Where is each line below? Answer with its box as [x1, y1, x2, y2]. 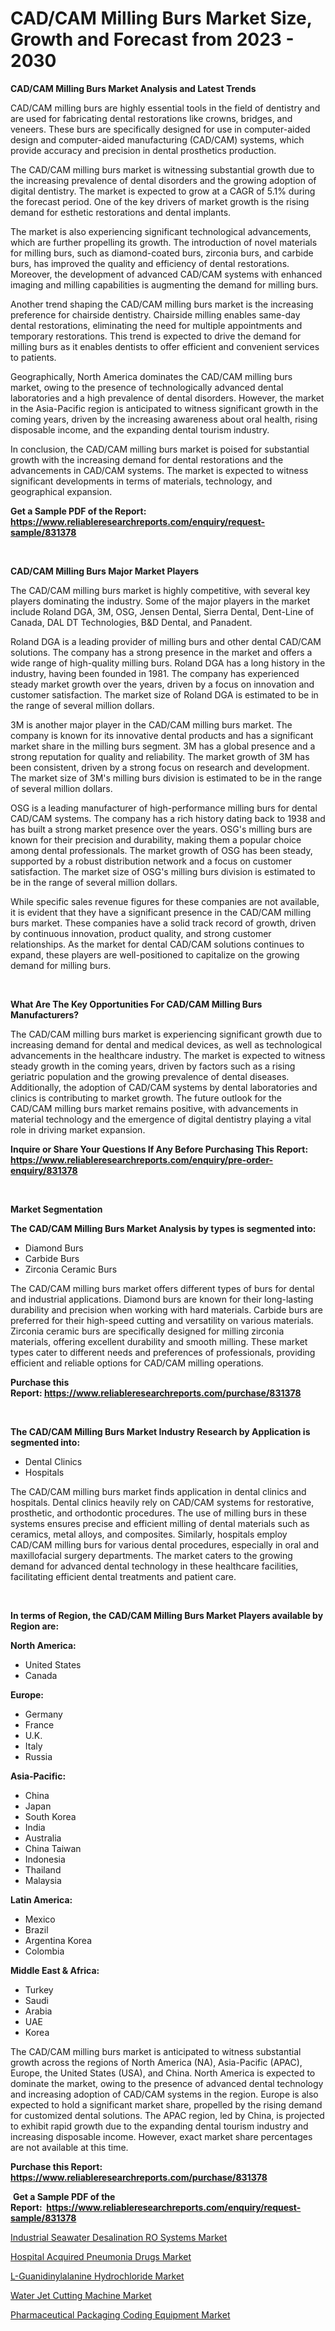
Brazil [24, 1923, 49, 1936]
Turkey [24, 1983, 54, 1996]
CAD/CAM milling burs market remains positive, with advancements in [10, 1102, 299, 1114]
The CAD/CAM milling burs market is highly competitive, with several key [10, 584, 311, 596]
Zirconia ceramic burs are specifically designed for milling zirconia [10, 1325, 285, 1337]
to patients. [10, 351, 57, 363]
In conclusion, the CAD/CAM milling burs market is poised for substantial [10, 443, 310, 455]
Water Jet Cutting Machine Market [10, 2289, 152, 2301]
